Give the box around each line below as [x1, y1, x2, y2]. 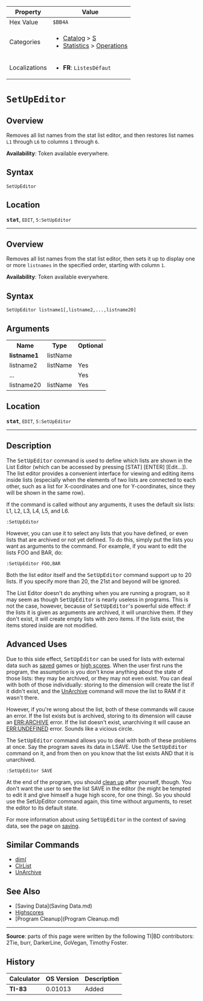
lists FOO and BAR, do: [6, 548, 63, 556]
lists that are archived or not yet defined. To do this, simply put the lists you [6, 536, 193, 543]
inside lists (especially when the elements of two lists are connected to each [6, 476, 196, 484]
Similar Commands [6, 839, 80, 850]
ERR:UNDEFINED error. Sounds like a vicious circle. [6, 725, 134, 732]
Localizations [9, 64, 47, 71]
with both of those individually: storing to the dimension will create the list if [6, 681, 195, 688]
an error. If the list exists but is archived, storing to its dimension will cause [6, 712, 192, 719]
